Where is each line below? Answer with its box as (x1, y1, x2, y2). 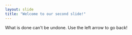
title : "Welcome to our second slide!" (5, 12, 86, 16)
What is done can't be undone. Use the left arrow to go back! (5, 24, 128, 30)
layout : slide (5, 7, 34, 12)
